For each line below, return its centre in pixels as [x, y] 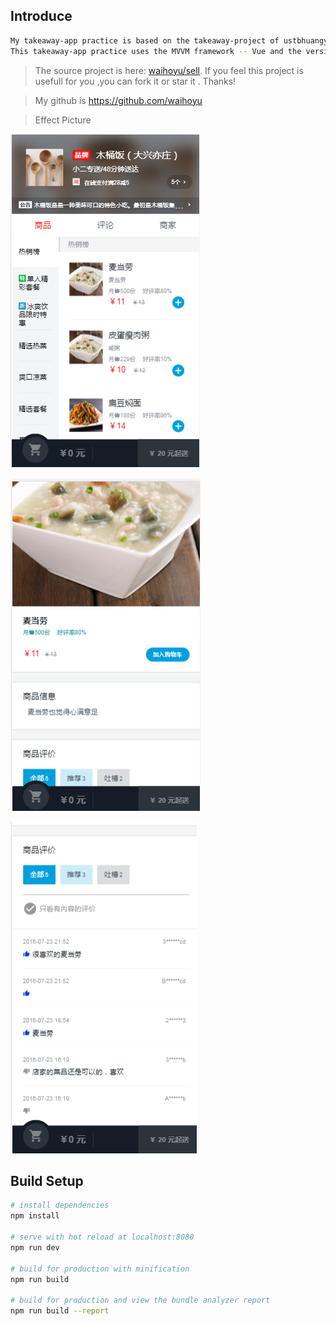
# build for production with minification [100, 1269]
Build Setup [47, 1180]
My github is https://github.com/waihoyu [118, 100]
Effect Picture [63, 120]
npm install [35, 1216]
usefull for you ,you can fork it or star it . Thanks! [135, 81]
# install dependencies [60, 1205]
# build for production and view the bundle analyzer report [140, 1300]
